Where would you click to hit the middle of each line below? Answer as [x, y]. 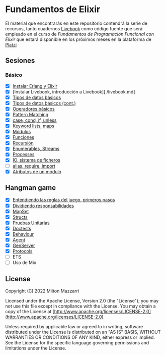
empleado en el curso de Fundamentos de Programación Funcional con [80, 34]
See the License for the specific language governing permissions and [77, 343]
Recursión [23, 143]
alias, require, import [34, 166]
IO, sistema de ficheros [36, 160]
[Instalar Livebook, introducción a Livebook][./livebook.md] [74, 91]
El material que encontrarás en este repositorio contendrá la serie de [76, 23]
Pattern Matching [30, 114]
